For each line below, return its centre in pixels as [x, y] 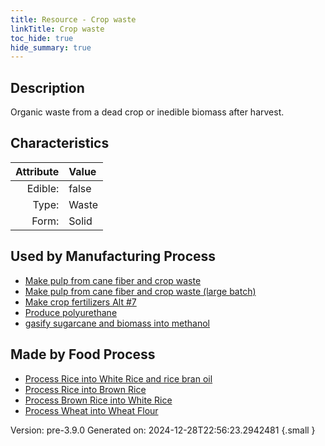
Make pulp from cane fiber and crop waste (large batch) [140, 291]
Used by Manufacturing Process [113, 256]
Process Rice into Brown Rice [85, 389]
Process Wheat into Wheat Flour [91, 410]
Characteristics [60, 143]
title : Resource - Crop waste [73, 19]
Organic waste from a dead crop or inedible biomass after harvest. [147, 112]
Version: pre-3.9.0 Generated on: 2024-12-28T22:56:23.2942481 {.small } [163, 430]
